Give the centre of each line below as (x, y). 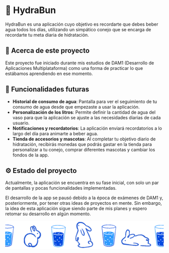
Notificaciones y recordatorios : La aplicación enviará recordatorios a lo (87, 128)
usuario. (21, 123)
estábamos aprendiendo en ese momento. (49, 73)
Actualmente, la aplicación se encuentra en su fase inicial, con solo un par (82, 183)
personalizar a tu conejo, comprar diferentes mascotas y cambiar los (84, 149)
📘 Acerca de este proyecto (47, 51)
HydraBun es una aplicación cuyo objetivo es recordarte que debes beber (82, 24)
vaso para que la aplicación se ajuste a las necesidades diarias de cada (87, 117)
